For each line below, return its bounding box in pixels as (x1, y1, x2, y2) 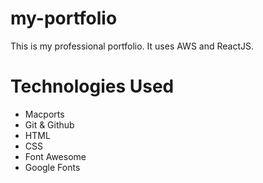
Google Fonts (24, 161, 81, 173)
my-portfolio (10, 7, 118, 30)
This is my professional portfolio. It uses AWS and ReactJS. (10, 40, 254, 52)
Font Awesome (24, 150, 87, 162)
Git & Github (24, 118, 75, 131)
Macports (24, 108, 65, 120)
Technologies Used (10, 75, 175, 98)
